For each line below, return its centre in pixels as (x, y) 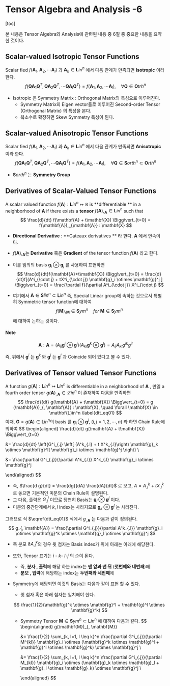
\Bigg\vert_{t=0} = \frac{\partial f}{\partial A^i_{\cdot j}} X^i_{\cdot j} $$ (89, 285)
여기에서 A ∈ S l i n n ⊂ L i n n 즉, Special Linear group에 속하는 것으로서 (82, 295)
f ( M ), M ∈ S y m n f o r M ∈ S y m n (89, 311)
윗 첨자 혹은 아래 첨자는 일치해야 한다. (58, 594)
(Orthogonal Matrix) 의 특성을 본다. (56, 111)
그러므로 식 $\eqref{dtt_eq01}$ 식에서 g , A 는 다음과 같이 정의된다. (72, 519)
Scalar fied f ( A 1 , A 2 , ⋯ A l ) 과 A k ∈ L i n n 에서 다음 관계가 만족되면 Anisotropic (83, 147)
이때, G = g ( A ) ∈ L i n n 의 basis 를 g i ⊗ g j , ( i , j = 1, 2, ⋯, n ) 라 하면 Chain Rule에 (85, 422)
